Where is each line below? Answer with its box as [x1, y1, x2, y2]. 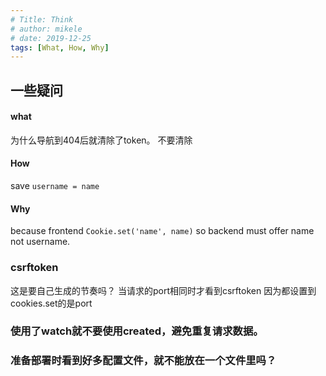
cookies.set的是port [10, 297, 93, 309]
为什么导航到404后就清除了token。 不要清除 [10, 134, 193, 146]
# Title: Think [10, 14, 74, 25]
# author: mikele [10, 24, 83, 34]
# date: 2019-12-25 [10, 33, 92, 43]
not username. [10, 236, 71, 248]
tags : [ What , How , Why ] [10, 42, 110, 53]
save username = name [10, 180, 100, 192]
